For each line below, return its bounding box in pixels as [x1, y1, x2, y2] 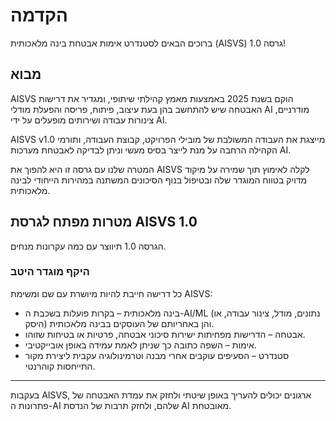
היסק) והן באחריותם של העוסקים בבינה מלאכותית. [24, 317, 215, 329]
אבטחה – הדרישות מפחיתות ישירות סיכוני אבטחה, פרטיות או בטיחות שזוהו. [24, 328, 306, 340]
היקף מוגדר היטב [10, 265, 90, 279]
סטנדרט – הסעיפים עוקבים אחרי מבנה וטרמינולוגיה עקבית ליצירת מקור [24, 349, 290, 361]
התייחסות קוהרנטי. [24, 360, 96, 372]
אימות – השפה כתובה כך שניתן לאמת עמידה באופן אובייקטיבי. [24, 339, 257, 351]
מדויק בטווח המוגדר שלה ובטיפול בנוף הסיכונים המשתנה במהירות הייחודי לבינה [10, 174, 308, 186]
